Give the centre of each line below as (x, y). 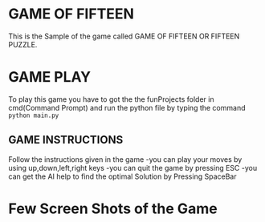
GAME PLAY (49, 77)
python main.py (34, 115)
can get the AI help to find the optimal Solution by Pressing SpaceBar (122, 176)
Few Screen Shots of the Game (113, 208)
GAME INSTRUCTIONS (66, 140)
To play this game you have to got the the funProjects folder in (111, 99)
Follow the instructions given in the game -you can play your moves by (125, 159)
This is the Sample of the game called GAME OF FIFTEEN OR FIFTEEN (124, 36)
